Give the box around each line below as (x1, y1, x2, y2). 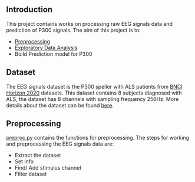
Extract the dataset (14, 152, 61, 159)
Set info (14, 158, 34, 165)
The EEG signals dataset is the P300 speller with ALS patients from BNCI (6, 83, 183, 90)
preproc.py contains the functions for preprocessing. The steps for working (6, 134, 190, 141)
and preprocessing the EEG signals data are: (6, 140, 114, 147)
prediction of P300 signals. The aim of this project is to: (6, 26, 141, 33)
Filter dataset (14, 170, 47, 178)
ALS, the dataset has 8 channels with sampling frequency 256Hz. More (6, 95, 179, 102)
